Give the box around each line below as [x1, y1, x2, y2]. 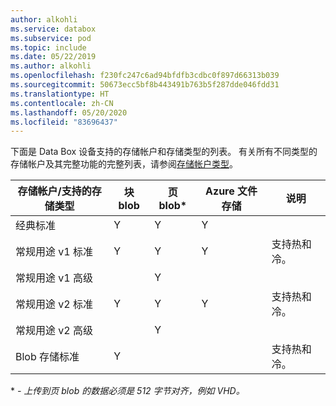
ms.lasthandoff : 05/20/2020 [10, 107, 128, 118]
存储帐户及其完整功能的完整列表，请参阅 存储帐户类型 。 [10, 158, 238, 170]
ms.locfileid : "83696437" [10, 117, 118, 127]
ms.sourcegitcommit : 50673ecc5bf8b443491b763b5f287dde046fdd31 [10, 80, 280, 90]
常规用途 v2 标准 [15, 297, 93, 311]
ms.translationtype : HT [10, 89, 110, 99]
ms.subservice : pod [10, 33, 92, 43]
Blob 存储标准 [15, 350, 80, 364]
